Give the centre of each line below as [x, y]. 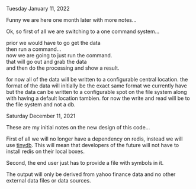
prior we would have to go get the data [53, 43]
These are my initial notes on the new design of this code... [78, 127]
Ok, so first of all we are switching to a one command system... [83, 31]
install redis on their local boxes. [45, 151]
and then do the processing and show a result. [63, 68]
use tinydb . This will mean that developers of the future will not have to [93, 145]
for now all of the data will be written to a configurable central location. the [97, 79]
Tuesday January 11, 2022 [38, 9]
